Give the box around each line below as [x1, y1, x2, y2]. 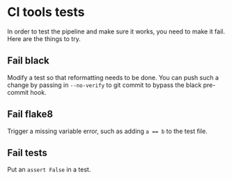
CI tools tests [7, 4, 85, 20]
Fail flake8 [7, 109, 54, 120]
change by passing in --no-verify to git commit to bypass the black [7, 81, 202, 89]
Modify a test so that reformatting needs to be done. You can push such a [7, 73, 219, 81]
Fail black [7, 55, 50, 67]
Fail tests [7, 147, 47, 159]
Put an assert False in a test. [7, 165, 91, 174]
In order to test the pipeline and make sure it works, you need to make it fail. [7, 27, 225, 36]
